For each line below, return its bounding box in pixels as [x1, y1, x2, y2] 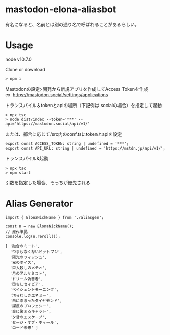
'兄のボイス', [10, 260, 36, 265]
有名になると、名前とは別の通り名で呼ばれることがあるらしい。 [5, 21, 139, 27]
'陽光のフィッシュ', [10, 255, 47, 260]
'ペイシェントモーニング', [10, 287, 59, 292]
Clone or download [5, 66, 45, 72]
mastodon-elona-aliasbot [5, 4, 116, 15]
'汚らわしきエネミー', [10, 292, 51, 298]
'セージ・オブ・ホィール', [10, 320, 59, 325]
